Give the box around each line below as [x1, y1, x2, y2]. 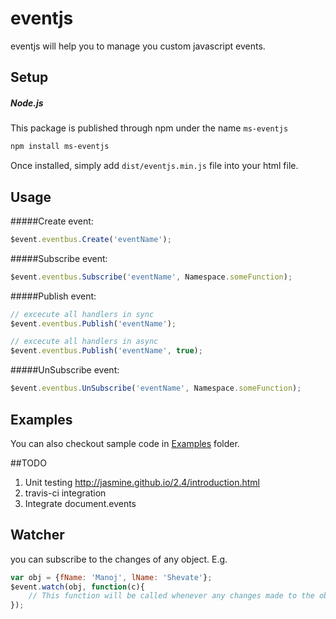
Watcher [10, 527, 65, 544]
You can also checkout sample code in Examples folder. [10, 437, 240, 449]
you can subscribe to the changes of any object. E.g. [10, 553, 228, 565]
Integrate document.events [24, 497, 137, 509]
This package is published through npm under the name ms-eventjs [10, 122, 289, 134]
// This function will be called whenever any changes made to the [28, 591, 315, 601]
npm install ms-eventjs [10, 142, 110, 152]
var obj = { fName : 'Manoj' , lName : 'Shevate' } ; [10, 572, 213, 582]
